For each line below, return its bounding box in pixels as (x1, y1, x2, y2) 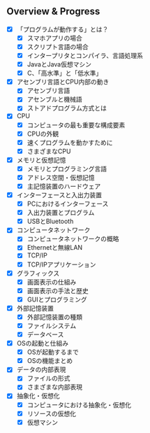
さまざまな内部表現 (27, 383, 83, 391)
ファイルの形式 (27, 374, 70, 383)
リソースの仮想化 (27, 409, 76, 418)
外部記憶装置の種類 (27, 313, 83, 321)
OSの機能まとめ (27, 357, 73, 365)
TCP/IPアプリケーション (27, 260, 96, 269)
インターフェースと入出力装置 (16, 191, 103, 199)
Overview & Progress (6, 6, 100, 17)
